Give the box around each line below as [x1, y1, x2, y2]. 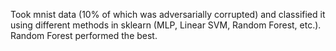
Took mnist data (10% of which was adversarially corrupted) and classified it [10, 9, 326, 20]
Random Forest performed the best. [10, 30, 158, 41]
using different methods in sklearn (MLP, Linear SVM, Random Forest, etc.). [10, 19, 322, 31]
